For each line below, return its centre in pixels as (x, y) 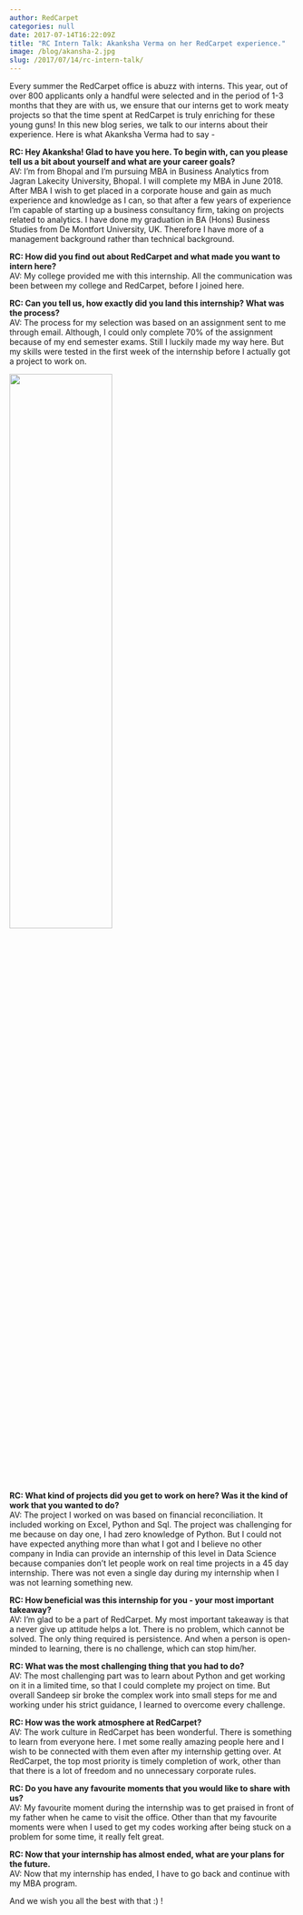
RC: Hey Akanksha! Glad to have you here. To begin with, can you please (149, 152)
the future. (30, 1864)
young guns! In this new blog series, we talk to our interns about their (139, 125)
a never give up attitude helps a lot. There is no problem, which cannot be (147, 1629)
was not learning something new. (71, 1582)
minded (24, 1648)
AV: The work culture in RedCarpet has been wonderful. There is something (151, 1732)
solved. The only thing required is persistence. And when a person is (138, 1639)
